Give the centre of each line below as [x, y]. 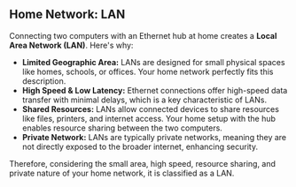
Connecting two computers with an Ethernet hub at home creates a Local [143, 35]
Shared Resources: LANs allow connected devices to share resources [150, 108]
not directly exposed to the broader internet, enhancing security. [140, 146]
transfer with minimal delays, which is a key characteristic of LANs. [144, 100]
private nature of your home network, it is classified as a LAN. [122, 173]
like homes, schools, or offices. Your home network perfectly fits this [148, 71]
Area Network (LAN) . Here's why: [71, 45]
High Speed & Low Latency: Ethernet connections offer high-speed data [155, 90]
